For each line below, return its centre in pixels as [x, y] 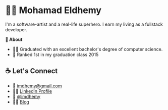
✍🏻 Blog [21, 102]
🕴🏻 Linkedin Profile [32, 91]
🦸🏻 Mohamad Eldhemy [53, 10]
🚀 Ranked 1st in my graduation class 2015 [55, 54]
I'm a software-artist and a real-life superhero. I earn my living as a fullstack [84, 24]
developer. [16, 29]
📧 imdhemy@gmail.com [37, 86]
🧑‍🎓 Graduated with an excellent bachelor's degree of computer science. [88, 49]
